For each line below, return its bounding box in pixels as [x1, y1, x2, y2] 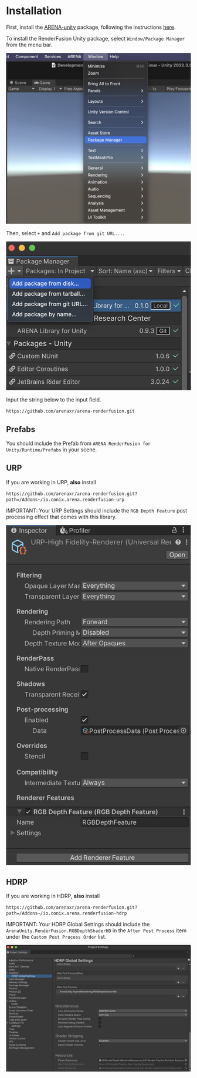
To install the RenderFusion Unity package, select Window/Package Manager [6, 35, 185, 42]
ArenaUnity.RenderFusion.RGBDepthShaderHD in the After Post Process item [6, 927, 186, 934]
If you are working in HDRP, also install [6, 892, 100, 900]
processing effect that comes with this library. [6, 513, 117, 520]
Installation [6, 4, 62, 18]
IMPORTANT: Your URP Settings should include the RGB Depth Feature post [6, 507, 188, 514]
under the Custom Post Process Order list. [6, 933, 107, 940]
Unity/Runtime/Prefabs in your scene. [6, 446, 97, 453]
